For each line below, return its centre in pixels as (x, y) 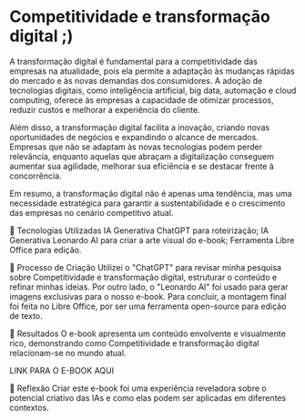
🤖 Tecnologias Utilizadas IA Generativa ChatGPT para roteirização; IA (139, 230)
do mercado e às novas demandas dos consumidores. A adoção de (136, 80)
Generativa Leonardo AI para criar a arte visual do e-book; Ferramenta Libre (152, 240)
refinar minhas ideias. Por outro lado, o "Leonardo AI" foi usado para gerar (149, 287)
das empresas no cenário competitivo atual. (91, 212)
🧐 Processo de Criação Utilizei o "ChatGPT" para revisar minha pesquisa (146, 267)
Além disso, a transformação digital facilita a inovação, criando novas (140, 127)
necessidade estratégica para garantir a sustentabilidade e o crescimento (147, 203)
